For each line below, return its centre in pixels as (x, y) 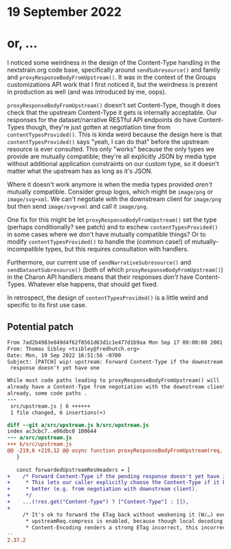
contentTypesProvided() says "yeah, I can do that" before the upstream (108, 142)
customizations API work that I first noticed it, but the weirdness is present (112, 85)
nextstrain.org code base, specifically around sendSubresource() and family (114, 70)
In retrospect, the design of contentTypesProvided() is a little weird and (108, 298)
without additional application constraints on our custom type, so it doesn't (113, 164)
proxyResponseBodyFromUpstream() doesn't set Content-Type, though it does (114, 105)
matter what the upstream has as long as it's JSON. (80, 171)
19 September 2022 (64, 12)
